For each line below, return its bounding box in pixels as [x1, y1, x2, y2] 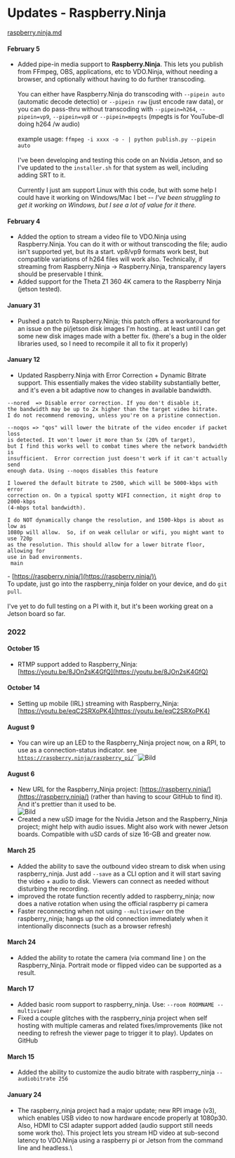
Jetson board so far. [7, 609, 66, 617]
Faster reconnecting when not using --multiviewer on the [17, 907, 184, 915]
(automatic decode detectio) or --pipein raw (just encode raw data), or [17, 97, 224, 106]
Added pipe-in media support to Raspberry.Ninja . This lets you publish [17, 60, 224, 68]
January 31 [7, 301, 41, 309]
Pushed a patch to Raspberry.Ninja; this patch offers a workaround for [17, 317, 221, 325]
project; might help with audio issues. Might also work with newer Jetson [17, 822, 229, 831]
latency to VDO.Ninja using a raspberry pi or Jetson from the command [17, 1135, 223, 1145]
